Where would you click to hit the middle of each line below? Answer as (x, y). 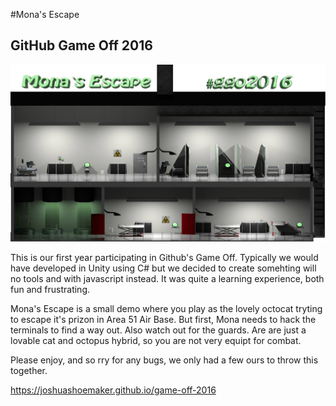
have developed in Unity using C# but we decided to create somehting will (163, 268)
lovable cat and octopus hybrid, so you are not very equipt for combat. (156, 341)
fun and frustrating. (50, 290)
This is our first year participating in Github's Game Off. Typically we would (164, 258)
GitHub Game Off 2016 (81, 45)
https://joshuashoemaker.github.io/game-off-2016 (113, 390)
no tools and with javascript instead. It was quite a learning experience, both (167, 279)
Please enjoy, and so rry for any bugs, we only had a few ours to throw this (164, 360)
